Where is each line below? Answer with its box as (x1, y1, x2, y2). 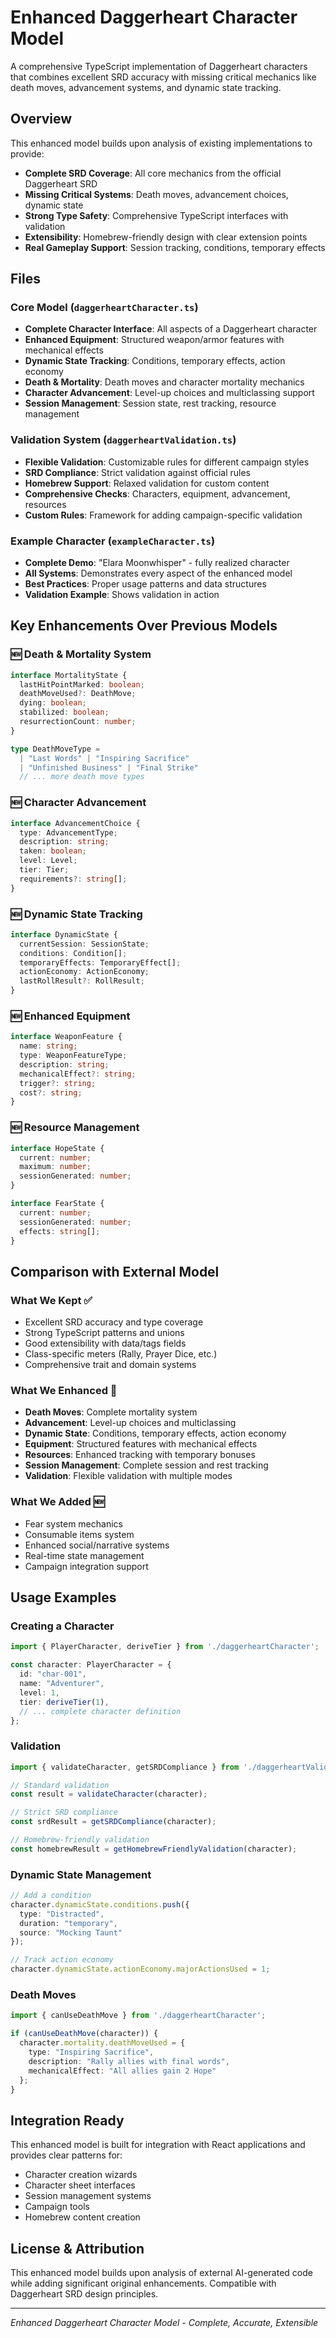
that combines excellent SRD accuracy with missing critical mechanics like (10, 71, 317, 83)
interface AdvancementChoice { (10, 818, 141, 828)
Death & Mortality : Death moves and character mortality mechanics (24, 376, 305, 388)
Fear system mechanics (24, 1517, 123, 1530)
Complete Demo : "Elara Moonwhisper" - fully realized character (24, 557, 290, 569)
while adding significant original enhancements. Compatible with (10, 2277, 277, 2290)
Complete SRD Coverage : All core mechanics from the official (24, 167, 282, 179)
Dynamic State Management (10, 1867, 152, 1881)
